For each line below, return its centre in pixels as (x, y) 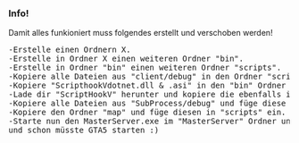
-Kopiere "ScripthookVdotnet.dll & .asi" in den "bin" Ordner (147, 86)
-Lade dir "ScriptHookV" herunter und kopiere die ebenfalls (145, 95)
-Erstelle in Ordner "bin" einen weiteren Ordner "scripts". (145, 68)
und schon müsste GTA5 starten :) (84, 130)
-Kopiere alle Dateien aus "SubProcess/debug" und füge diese (147, 104)
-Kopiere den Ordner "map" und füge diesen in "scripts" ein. (147, 113)
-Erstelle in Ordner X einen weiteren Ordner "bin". (126, 59)
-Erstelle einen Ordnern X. (70, 50)
